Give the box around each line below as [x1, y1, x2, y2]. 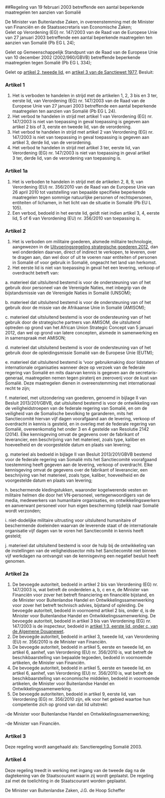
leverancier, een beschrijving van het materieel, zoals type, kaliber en [5, 437, 146, 442]
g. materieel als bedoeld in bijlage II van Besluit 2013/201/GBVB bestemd [5, 451, 152, 457]
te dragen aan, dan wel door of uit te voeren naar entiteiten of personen [12, 254, 158, 260]
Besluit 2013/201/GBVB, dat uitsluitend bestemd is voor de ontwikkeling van [5, 400, 158, 406]
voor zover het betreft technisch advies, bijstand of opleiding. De [12, 603, 144, 608]
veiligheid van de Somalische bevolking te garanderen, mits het [5, 410, 134, 416]
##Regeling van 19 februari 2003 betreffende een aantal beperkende [5, 4, 144, 10]
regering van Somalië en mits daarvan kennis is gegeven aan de [5, 369, 135, 375]
